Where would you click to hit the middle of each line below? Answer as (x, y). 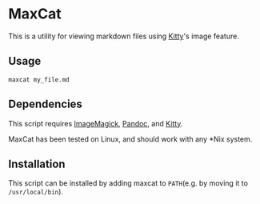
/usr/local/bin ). (36, 192)
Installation (37, 164)
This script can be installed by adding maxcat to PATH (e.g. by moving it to (128, 183)
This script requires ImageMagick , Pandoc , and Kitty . (96, 123)
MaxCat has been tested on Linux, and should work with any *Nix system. (130, 139)
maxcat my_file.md (39, 80)
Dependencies (45, 104)
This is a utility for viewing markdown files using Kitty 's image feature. (124, 36)
